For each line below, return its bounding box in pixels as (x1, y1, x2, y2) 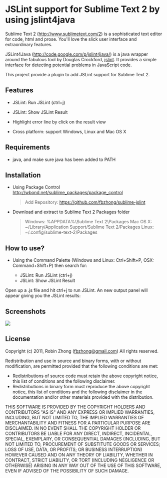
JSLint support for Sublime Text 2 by (5, 4, 160, 15)
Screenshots (5, 307, 46, 315)
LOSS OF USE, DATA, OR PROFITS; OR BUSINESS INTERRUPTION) (5, 446, 142, 452)
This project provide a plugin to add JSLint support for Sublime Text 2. (5, 71, 150, 77)
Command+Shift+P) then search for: (12, 262, 87, 269)
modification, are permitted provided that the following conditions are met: (5, 363, 158, 369)
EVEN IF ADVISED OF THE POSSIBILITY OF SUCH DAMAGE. (5, 467, 129, 473)
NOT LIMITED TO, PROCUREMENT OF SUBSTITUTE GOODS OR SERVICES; (5, 441, 160, 447)
